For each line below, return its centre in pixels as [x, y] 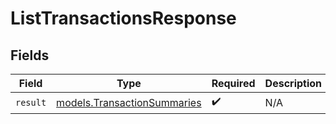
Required [233, 83]
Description [293, 83]
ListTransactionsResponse [123, 18]
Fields [30, 55]
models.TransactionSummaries [129, 102]
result [31, 102]
